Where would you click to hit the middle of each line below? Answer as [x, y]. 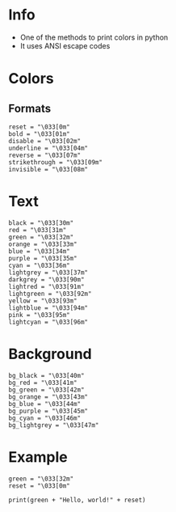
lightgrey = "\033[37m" [48, 273]
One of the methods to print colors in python [94, 37]
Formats [29, 108]
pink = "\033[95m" [39, 315]
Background [50, 354]
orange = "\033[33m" [43, 244]
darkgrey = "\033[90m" [46, 279]
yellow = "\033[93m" [43, 301]
